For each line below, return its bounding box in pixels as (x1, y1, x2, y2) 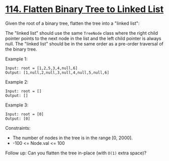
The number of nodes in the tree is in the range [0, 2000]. (12, 135, 133, 141)
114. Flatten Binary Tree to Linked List (5, 4, 164, 15)
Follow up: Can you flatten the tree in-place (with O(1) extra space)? (5, 150, 147, 156)
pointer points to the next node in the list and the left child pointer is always (5, 35, 161, 41)
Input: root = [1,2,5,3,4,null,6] (5, 66, 78, 71)
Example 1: (5, 56, 28, 62)
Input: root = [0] (5, 112, 44, 117)
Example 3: (5, 102, 29, 108)
